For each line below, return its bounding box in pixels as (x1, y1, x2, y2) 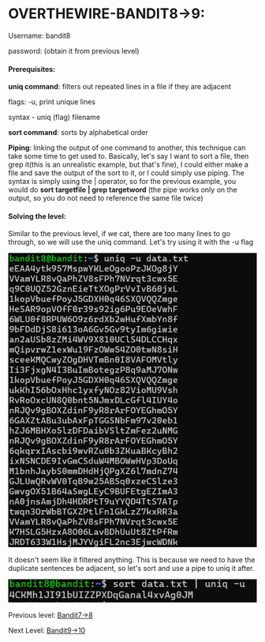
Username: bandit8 (8, 31, 71, 40)
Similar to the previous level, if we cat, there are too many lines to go (8, 229, 231, 238)
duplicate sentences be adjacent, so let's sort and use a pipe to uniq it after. (8, 564, 255, 573)
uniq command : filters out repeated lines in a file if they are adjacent (8, 82, 231, 92)
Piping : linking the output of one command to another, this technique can (8, 143, 246, 152)
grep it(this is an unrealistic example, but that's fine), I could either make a (8, 160, 248, 170)
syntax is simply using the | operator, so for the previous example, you (8, 177, 237, 186)
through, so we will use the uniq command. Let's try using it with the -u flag (8, 238, 254, 247)
